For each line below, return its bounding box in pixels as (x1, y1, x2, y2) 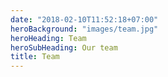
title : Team (10, 52, 60, 62)
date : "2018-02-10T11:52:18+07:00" (10, 14, 159, 25)
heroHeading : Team (10, 33, 87, 43)
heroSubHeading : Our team (10, 42, 118, 53)
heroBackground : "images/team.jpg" (10, 24, 159, 34)
